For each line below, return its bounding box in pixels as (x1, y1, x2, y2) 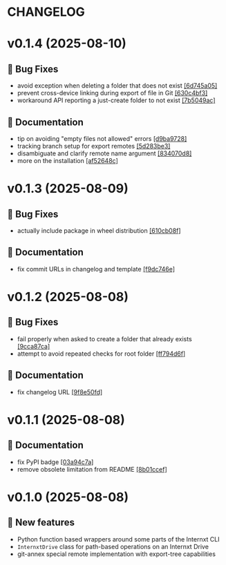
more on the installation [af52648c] (17, 157, 119, 164)
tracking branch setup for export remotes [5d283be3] (17, 142, 171, 150)
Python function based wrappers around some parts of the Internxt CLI (17, 535, 220, 543)
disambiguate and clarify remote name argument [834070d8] (17, 149, 192, 157)
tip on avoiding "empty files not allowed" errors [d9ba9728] (17, 135, 187, 142)
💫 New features (7, 517, 75, 528)
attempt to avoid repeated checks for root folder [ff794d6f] (17, 349, 186, 358)
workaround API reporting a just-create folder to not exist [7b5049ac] (17, 96, 216, 104)
